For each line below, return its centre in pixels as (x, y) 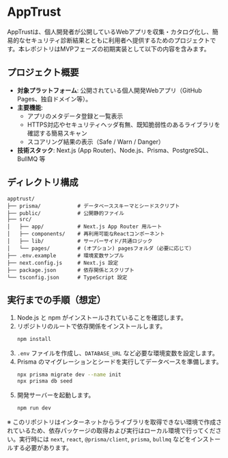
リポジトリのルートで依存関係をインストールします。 (91, 327)
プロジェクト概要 (43, 73)
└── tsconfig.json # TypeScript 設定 (67, 277)
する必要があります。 (43, 447)
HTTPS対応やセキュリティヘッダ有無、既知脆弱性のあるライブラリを (124, 125)
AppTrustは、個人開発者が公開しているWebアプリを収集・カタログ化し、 (110, 31)
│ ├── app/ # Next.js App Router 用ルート (85, 227)
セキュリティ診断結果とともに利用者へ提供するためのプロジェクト (117, 40)
